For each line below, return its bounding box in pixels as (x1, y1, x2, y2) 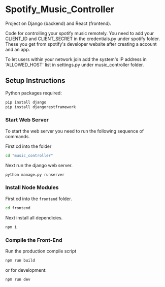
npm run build (5, 258, 36, 263)
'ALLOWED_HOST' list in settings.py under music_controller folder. (5, 61, 144, 68)
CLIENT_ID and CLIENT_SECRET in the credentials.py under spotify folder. (5, 36, 160, 42)
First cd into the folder (5, 143, 52, 149)
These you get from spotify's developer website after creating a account (5, 41, 157, 47)
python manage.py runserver (5, 172, 65, 177)
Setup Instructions (5, 76, 65, 85)
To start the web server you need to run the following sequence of (5, 128, 144, 134)
